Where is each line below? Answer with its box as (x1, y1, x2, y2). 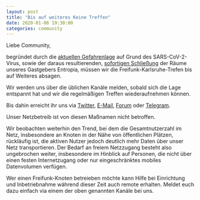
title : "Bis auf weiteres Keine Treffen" (6, 14, 111, 20)
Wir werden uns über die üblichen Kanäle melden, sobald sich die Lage (6, 84, 181, 91)
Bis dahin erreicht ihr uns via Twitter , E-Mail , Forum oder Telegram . (6, 102, 171, 109)
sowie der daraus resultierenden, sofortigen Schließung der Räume (21, 60, 187, 67)
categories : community (6, 25, 63, 32)
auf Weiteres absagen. (6, 72, 61, 79)
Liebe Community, (6, 42, 51, 49)
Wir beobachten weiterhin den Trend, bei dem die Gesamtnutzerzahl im (6, 125, 182, 132)
